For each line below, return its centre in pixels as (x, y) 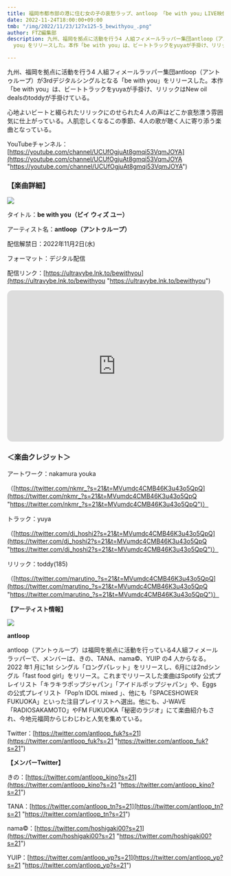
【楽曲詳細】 (29, 185)
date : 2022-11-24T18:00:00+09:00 (55, 20)
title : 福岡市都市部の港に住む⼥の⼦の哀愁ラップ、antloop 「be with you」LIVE (112, 13)
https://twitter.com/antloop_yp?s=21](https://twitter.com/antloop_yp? (126, 857)
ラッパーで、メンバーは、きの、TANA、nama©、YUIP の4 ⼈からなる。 (108, 658)
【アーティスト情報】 (37, 609)
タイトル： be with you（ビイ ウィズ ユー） (68, 215)
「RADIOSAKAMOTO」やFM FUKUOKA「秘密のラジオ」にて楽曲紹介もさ (111, 710)
